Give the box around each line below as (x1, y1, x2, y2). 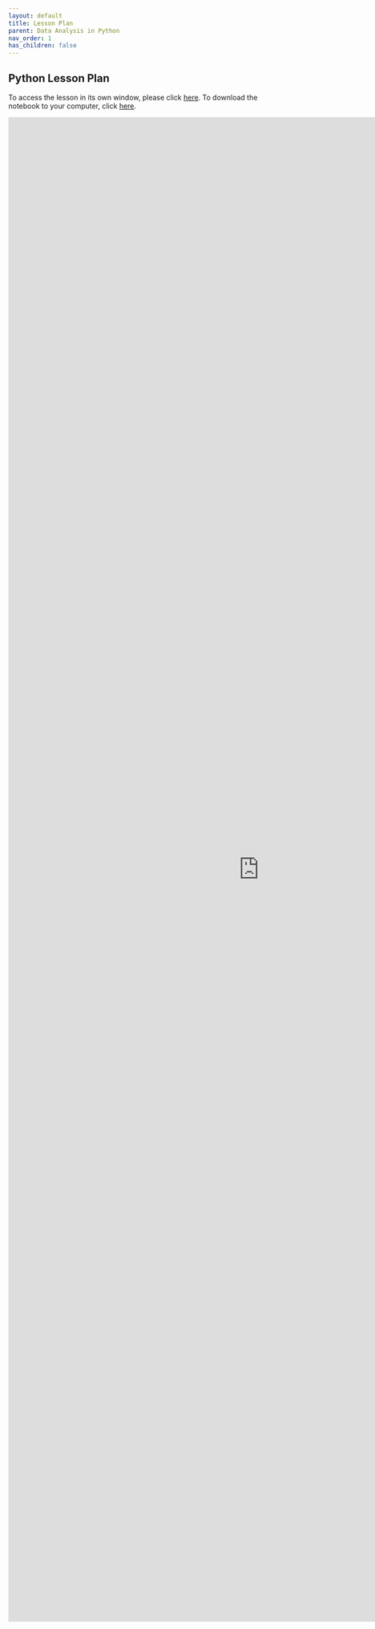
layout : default (8, 11, 62, 20)
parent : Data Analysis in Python (8, 26, 120, 35)
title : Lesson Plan (8, 19, 74, 27)
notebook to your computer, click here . (8, 101, 137, 111)
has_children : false (8, 42, 78, 50)
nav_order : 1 (8, 34, 52, 43)
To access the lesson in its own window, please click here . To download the (8, 92, 258, 102)
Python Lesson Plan (8, 71, 110, 85)
